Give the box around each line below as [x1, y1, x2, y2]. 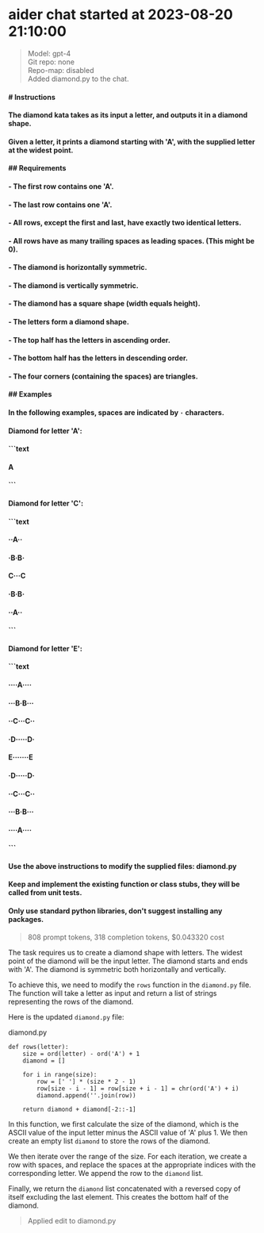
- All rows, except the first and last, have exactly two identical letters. [8, 218, 242, 228]
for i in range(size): [22, 1070, 98, 1078]
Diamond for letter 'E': [8, 643, 83, 653]
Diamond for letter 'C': [8, 498, 84, 508]
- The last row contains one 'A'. [8, 200, 113, 209]
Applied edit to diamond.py [27, 1216, 117, 1225]
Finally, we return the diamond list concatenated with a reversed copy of [8, 1184, 241, 1193]
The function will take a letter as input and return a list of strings [8, 988, 217, 997]
